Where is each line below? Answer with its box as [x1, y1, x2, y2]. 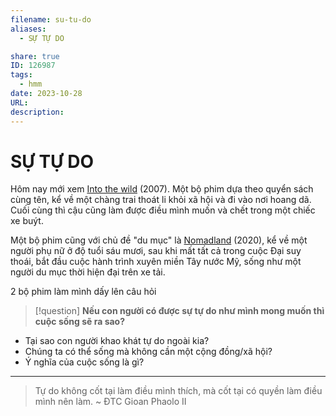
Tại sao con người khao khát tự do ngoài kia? [24, 335, 210, 347]
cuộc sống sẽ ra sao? [34, 316, 126, 328]
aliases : [10, 24, 47, 34]
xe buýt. [10, 215, 44, 227]
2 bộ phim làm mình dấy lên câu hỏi [10, 286, 157, 298]
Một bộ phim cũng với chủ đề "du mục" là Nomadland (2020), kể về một [10, 234, 308, 246]
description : [10, 107, 65, 117]
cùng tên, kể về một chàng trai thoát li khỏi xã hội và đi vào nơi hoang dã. [10, 194, 312, 206]
